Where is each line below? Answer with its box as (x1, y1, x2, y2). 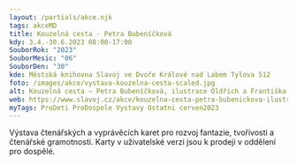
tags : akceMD (9, 21, 57, 30)
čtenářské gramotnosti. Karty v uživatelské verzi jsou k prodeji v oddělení (9, 137, 277, 147)
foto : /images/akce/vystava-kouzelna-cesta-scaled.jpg (9, 79, 216, 87)
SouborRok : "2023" (9, 46, 77, 55)
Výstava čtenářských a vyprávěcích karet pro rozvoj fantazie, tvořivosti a (9, 127, 275, 138)
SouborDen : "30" (9, 63, 69, 71)
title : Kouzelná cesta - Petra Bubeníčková (9, 29, 172, 38)
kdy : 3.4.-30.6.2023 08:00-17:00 (9, 37, 133, 47)
